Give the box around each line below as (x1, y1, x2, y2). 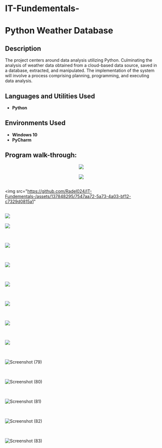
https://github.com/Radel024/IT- (27, 188, 92, 194)
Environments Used (5, 119, 66, 127)
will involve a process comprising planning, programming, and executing (5, 73, 149, 79)
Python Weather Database (5, 25, 114, 36)
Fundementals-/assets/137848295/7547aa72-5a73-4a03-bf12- (5, 193, 132, 199)
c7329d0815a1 (5, 199, 34, 204)
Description (5, 44, 41, 52)
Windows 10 (12, 132, 38, 137)
